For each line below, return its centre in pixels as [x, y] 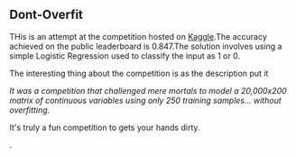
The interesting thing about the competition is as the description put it [139, 73]
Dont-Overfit [46, 15]
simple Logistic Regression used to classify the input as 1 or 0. [125, 55]
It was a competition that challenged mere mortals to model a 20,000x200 [148, 90]
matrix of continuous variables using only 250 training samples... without [145, 100]
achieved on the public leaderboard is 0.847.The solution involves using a [146, 46]
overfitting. [30, 110]
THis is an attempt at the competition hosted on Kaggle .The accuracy [139, 36]
